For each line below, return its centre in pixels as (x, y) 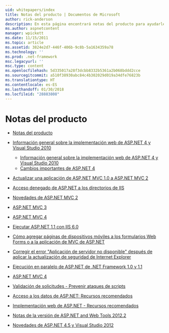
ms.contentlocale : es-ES (31, 85)
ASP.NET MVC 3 (29, 207)
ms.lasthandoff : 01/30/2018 (35, 89)
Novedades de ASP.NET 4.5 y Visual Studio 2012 (63, 325)
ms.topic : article (24, 43)
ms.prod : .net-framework (31, 57)
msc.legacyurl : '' (24, 61)
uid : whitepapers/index (30, 10)
